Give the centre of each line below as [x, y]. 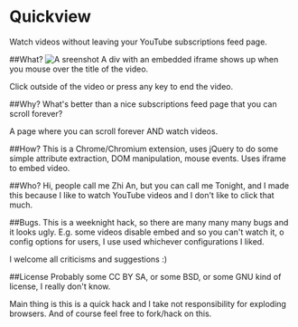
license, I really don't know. [60, 286]
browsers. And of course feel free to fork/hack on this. [111, 313]
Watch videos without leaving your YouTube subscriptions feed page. [139, 42]
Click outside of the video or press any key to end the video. [121, 86]
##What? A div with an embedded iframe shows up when [144, 59]
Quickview [51, 17]
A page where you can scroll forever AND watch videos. [114, 131]
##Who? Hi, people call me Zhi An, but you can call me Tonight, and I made [149, 185]
